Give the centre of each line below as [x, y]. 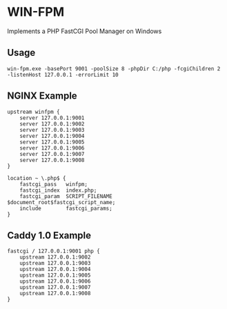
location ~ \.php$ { [37, 178]
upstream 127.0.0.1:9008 [55, 294]
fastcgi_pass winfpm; [54, 184]
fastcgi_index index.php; [58, 190]
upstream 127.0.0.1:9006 [55, 281]
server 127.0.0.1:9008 [52, 160]
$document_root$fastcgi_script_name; [61, 202]
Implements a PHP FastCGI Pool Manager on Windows [85, 31]
